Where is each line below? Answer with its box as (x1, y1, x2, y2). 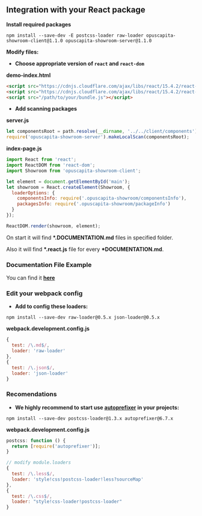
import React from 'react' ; (6, 156, 77, 163)
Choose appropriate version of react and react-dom (14, 60, 144, 67)
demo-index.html (6, 72, 51, 79)
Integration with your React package (6, 5, 145, 15)
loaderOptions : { (11, 189, 55, 196)
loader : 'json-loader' (11, 370, 69, 376)
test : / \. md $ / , (11, 342, 50, 348)
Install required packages (6, 20, 72, 28)
